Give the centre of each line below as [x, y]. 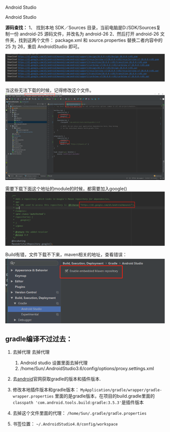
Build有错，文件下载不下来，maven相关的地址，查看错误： [66, 254]
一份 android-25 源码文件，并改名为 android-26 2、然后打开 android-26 [84, 34]
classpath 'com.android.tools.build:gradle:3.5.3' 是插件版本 [78, 402]
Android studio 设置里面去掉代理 [54, 363]
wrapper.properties [33, 396]
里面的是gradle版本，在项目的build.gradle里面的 [105, 396]
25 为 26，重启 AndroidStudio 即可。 [44, 47]
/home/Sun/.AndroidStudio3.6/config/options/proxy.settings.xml [87, 368]
